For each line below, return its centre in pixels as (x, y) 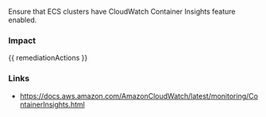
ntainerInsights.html (52, 104)
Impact (22, 41)
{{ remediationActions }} (48, 58)
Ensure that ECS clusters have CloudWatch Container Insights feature (122, 12)
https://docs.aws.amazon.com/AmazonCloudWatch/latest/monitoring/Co (139, 96)
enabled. (23, 20)
